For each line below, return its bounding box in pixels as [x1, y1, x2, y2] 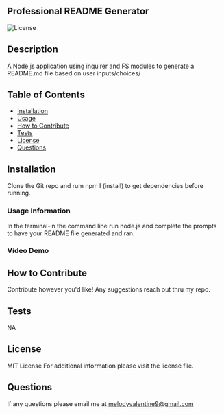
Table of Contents [7, 89, 86, 101]
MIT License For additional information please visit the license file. [7, 361, 194, 370]
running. [7, 189, 31, 198]
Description [7, 44, 58, 56]
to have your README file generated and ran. [7, 229, 135, 237]
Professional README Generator [7, 5, 149, 17]
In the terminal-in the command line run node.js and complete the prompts [7, 222, 217, 230]
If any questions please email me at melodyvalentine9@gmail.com [7, 399, 194, 407]
